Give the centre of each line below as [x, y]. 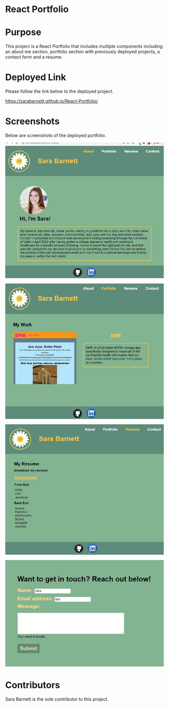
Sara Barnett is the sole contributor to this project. [57, 699]
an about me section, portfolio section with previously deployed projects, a [82, 52]
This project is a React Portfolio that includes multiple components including [84, 46]
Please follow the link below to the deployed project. [59, 91]
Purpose [23, 33]
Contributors [33, 685]
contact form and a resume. [34, 57]
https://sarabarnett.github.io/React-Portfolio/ [52, 101]
